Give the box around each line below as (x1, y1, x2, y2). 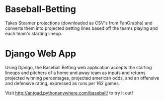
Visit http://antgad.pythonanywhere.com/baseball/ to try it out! (5, 90, 133, 96)
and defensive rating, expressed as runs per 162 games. (5, 80, 120, 86)
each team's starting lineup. (5, 30, 63, 36)
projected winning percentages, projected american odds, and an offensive (5, 75, 160, 81)
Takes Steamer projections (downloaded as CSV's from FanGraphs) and (5, 20, 153, 26)
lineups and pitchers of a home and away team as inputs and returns (5, 70, 146, 76)
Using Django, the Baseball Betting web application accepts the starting (5, 64, 152, 70)
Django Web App (5, 48, 76, 59)
